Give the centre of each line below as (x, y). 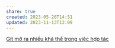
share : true (21, 11)
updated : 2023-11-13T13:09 (39, 22)
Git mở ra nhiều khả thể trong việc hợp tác (57, 39)
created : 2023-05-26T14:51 (39, 17)
